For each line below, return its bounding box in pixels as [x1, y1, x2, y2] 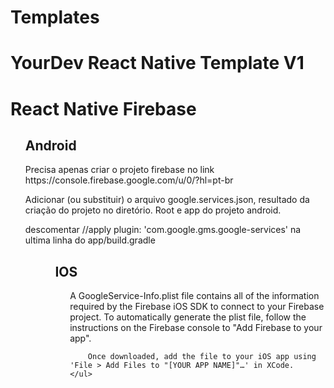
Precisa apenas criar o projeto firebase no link [24, 164, 215, 176]
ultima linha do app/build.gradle [24, 234, 156, 246]
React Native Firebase [10, 97, 197, 120]
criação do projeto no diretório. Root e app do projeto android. [24, 204, 282, 216]
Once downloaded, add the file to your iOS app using [87, 352, 317, 362]
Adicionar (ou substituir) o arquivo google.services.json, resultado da [24, 194, 310, 206]
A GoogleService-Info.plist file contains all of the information [69, 290, 320, 302]
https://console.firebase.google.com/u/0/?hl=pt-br [24, 174, 234, 186]
